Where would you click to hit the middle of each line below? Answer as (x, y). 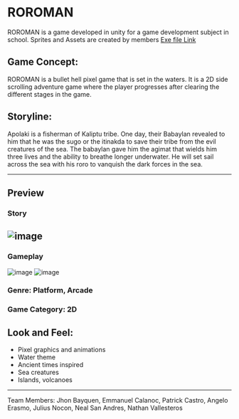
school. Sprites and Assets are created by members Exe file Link (102, 39)
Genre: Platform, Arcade (51, 290)
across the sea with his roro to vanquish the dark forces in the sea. (105, 164)
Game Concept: (43, 62)
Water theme (37, 357)
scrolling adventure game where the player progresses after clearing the (113, 87)
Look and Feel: (40, 333)
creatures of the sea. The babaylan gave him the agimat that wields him (112, 149)
